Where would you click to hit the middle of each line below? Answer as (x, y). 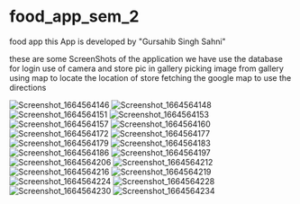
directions (28, 87)
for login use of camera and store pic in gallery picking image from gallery (146, 68)
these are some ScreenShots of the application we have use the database (146, 58)
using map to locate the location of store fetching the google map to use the (150, 77)
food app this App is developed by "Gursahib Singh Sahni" (118, 41)
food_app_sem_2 (74, 17)
